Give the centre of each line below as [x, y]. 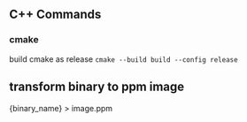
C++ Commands [55, 15]
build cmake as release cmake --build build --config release [123, 59]
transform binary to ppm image [97, 87]
